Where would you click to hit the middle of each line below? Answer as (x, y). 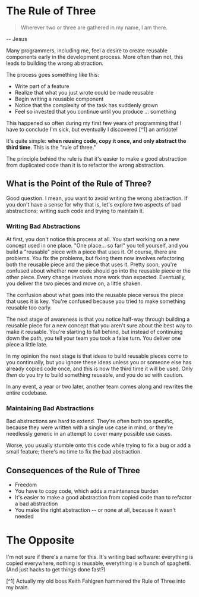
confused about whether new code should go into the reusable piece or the (99, 271)
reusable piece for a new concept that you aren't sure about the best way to (99, 326)
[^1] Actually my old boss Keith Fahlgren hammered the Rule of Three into (96, 581)
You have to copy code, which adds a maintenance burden (87, 491)
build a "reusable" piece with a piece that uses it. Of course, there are (91, 252)
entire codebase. (27, 393)
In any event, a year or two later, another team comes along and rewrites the (99, 387)
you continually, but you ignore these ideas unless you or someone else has (99, 362)
